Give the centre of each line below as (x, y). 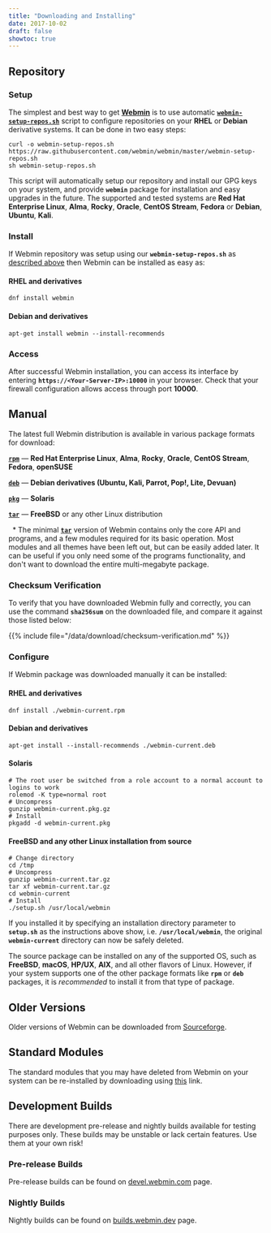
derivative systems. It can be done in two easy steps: (97, 129)
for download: (32, 442)
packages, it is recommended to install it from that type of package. (122, 982)
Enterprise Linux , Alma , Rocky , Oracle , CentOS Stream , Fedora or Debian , (135, 206)
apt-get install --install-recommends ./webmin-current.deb (112, 745)
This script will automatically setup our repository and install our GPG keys (133, 180)
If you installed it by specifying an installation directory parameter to (122, 923)
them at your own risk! (46, 1143)
